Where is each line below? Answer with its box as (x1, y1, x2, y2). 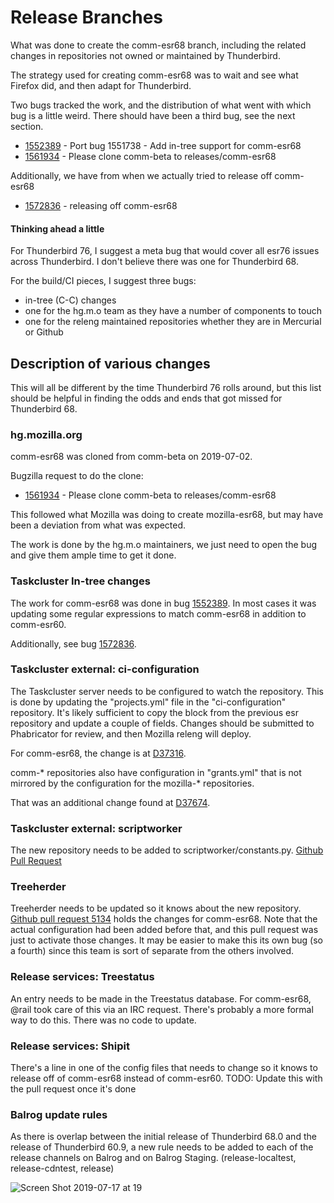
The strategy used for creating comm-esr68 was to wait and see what (10, 69, 299, 81)
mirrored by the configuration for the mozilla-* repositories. (10, 777, 255, 789)
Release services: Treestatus (10, 970, 155, 984)
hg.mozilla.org (10, 427, 83, 441)
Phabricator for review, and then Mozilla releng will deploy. (10, 727, 252, 740)
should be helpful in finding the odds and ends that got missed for (10, 392, 283, 404)
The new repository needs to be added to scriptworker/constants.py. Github (10, 844, 324, 856)
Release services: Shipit (10, 1039, 130, 1053)
